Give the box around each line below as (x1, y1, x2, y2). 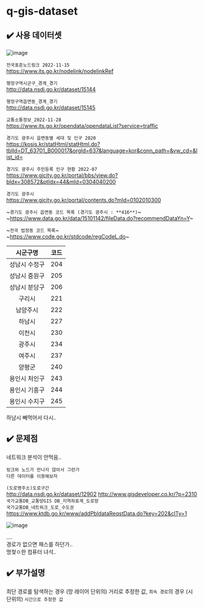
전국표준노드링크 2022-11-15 (6, 62, 70, 68)
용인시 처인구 (9, 374, 45, 383)
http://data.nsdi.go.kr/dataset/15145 (6, 104, 96, 111)
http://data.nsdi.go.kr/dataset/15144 (6, 86, 96, 93)
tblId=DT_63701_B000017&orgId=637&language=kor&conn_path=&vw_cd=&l (6, 147, 198, 154)
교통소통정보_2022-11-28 (6, 117, 62, 123)
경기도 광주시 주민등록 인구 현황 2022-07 (6, 166, 98, 172)
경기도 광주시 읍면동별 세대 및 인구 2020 (6, 135, 96, 141)
